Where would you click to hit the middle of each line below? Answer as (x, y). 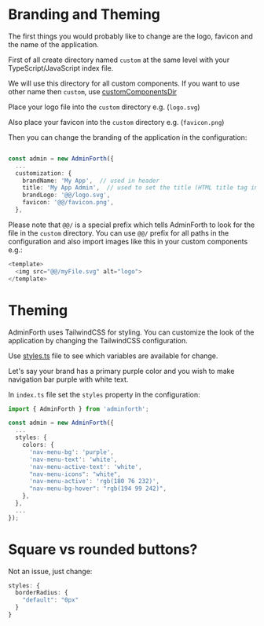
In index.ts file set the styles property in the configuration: (104, 394)
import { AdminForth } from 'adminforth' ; (79, 409)
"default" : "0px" (51, 600)
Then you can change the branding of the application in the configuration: (128, 137)
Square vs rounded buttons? (103, 549)
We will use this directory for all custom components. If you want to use (124, 83)
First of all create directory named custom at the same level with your (119, 60)
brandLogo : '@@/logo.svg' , (66, 195)
